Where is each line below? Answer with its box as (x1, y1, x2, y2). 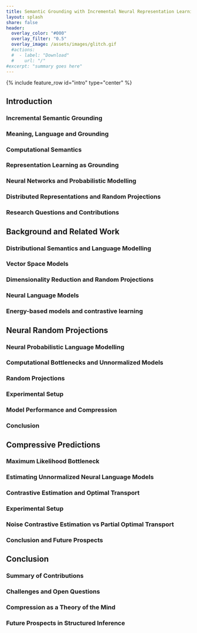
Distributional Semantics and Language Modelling (6, 244, 151, 252)
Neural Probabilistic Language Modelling (6, 343, 125, 351)
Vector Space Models (6, 260, 69, 268)
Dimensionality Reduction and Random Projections (6, 275, 154, 284)
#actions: (11, 47, 35, 53)
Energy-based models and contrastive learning (6, 307, 143, 315)
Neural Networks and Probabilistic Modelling (6, 177, 137, 185)
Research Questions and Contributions (6, 208, 119, 217)
